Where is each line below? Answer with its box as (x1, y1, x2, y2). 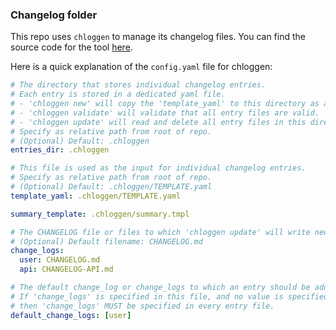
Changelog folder (10, 8, 98, 22)
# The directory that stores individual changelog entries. (10, 80, 267, 90)
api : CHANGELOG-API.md (19, 264, 114, 275)
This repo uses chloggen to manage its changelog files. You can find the (10, 31, 306, 43)
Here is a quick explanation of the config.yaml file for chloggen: (10, 61, 273, 73)
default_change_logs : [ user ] (10, 310, 132, 320)
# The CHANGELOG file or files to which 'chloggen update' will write (10, 227, 311, 237)
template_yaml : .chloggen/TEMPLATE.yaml (10, 191, 182, 201)
